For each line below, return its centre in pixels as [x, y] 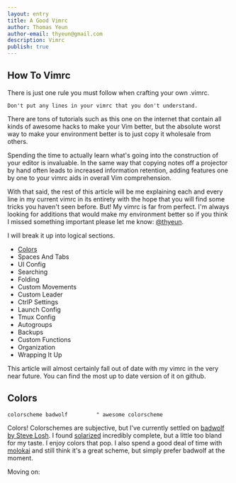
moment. [20, 457]
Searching [33, 272]
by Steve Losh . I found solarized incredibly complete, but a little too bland [114, 435]
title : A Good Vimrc [38, 21]
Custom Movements [47, 287]
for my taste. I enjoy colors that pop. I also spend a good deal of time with [115, 443]
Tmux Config [36, 317]
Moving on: [24, 472]
